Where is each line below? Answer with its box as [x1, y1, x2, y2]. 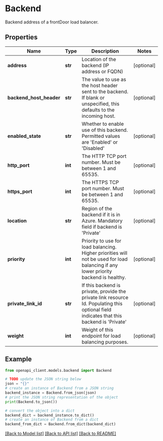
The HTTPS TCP [81, 179, 119, 186]
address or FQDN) [81, 68, 123, 75]
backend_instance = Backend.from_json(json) [5, 390, 97, 395]
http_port [7, 162, 30, 169]
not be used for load [81, 255, 128, 262]
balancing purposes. [81, 338, 129, 345]
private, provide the [81, 288, 126, 295]
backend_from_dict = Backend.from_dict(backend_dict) [5, 422, 116, 427]
